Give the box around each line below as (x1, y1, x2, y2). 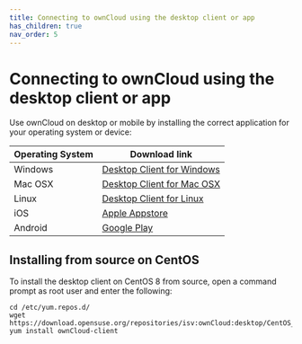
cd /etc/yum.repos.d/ (9, 303, 91, 313)
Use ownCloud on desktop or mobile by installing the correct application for (9, 118, 290, 128)
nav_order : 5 (9, 30, 58, 39)
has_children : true (9, 22, 83, 31)
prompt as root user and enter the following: (9, 286, 173, 296)
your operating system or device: (9, 127, 132, 137)
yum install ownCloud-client (9, 327, 119, 336)
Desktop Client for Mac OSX (102, 178, 221, 190)
